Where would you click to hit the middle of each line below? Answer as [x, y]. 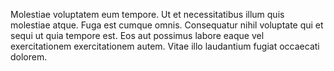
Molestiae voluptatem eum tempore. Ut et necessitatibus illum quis [147, 14]
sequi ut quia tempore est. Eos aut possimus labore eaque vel [137, 35]
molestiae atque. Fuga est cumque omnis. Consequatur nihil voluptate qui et [167, 25]
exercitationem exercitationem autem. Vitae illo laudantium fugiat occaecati [165, 46]
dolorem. [29, 57]
